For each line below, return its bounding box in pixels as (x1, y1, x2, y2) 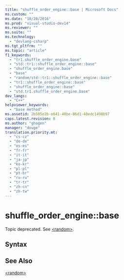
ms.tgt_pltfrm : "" (5, 43, 42, 48)
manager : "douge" (5, 125, 40, 130)
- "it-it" (9, 152, 29, 157)
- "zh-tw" (9, 189, 29, 194)
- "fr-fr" (9, 148, 29, 153)
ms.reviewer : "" (5, 25, 38, 30)
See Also (5, 257, 33, 265)
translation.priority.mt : (5, 130, 57, 135)
